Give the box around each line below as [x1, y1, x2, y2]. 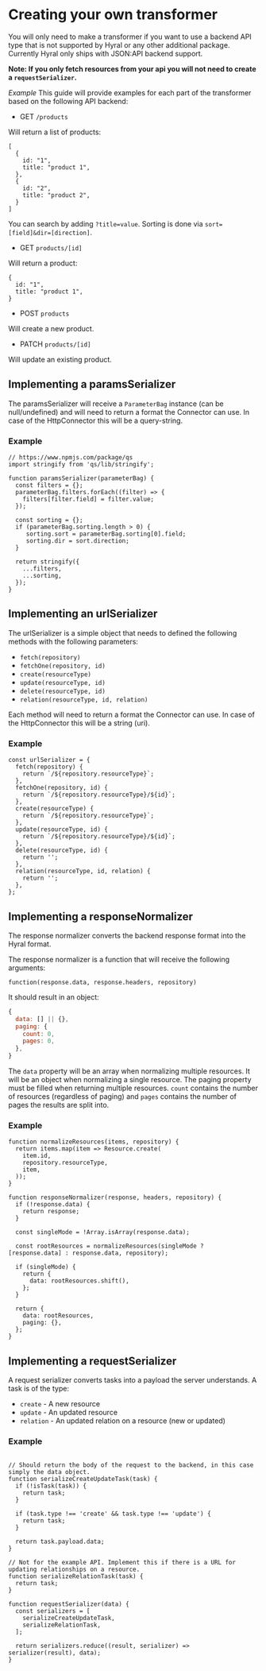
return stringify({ [15, 558, 80, 566]
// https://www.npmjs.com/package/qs [8, 454, 133, 462]
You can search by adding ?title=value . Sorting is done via [8, 219, 204, 228]
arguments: [8, 963, 46, 973]
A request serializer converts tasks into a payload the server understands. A [8, 1375, 257, 1385]
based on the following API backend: [8, 96, 129, 106]
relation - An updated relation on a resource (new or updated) [19, 1416, 226, 1425]
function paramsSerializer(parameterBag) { [8, 474, 155, 482]
